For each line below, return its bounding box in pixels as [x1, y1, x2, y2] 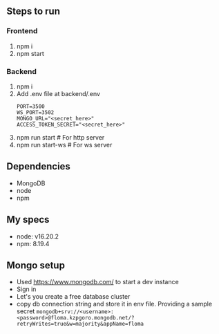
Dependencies [6, 160, 70, 172]
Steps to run [6, 6, 60, 17]
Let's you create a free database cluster [16, 293, 131, 301]
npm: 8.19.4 [16, 239, 50, 248]
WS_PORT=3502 [16, 109, 55, 116]
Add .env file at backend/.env [16, 89, 101, 98]
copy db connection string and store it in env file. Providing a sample [16, 300, 212, 308]
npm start [16, 49, 44, 57]
